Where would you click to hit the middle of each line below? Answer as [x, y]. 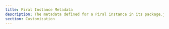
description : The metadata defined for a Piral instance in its [74, 14]
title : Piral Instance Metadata [39, 10]
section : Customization [30, 19]
